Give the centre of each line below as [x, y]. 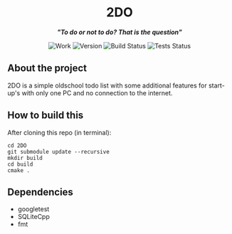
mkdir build [25, 158]
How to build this [46, 116]
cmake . [19, 170]
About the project [47, 68]
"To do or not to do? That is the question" [120, 32]
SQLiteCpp [33, 217]
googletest [33, 209]
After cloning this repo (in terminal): [59, 132]
